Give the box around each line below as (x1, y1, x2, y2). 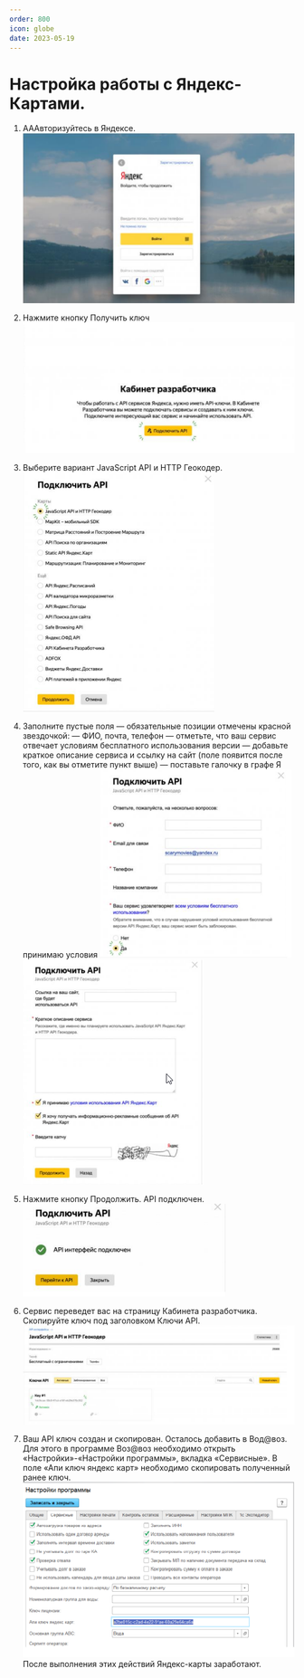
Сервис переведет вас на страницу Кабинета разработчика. (22, 1305, 258, 1316)
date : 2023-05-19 (9, 33, 75, 43)
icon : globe (9, 24, 54, 33)
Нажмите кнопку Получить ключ (22, 312, 150, 323)
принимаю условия (22, 949, 98, 959)
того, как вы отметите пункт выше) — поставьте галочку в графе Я (22, 758, 282, 769)
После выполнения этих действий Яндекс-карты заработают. (22, 1659, 262, 1670)
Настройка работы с (9, 73, 174, 94)
